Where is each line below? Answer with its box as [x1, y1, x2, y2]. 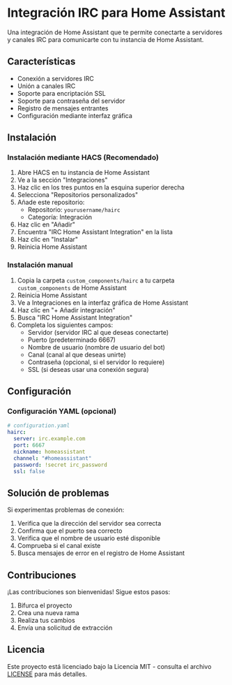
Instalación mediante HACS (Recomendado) [7, 152, 159, 162]
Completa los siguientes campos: [17, 320, 114, 329]
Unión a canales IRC [17, 82, 76, 90]
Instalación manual [7, 260, 73, 270]
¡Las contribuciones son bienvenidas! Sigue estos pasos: [7, 588, 171, 596]
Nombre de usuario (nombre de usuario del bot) [27, 342, 166, 351]
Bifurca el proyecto [17, 601, 72, 610]
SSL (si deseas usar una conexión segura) [27, 365, 149, 373]
